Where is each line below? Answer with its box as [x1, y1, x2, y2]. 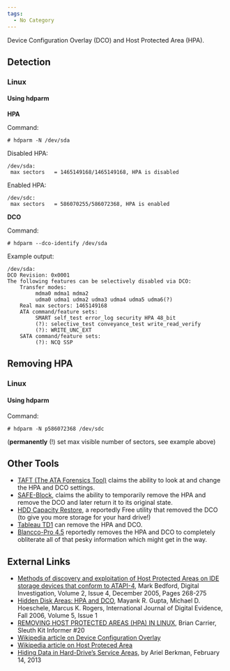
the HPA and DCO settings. [17, 483, 95, 492]
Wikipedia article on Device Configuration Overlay [17, 633, 162, 642]
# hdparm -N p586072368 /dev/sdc [7, 425, 105, 432]
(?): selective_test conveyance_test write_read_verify [35, 320, 201, 328]
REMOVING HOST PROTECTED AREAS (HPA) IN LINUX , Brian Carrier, [17, 619, 217, 627]
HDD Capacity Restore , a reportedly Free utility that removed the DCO [17, 506, 218, 514]
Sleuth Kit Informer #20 [17, 626, 85, 635]
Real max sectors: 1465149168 [20, 302, 108, 309]
